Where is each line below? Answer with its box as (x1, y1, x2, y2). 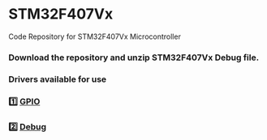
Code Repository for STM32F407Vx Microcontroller (8, 32, 181, 41)
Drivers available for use (8, 74, 107, 85)
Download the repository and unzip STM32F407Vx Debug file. (8, 52, 260, 63)
